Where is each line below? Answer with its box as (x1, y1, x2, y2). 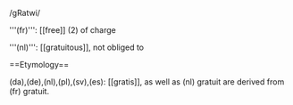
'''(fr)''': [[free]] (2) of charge (9, 25, 116, 35)
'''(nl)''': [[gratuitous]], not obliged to (9, 42, 145, 52)
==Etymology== (9, 60, 70, 69)
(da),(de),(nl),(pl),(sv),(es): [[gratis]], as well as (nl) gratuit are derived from (9, 77, 285, 87)
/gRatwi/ (9, 8, 41, 18)
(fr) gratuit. (9, 86, 50, 96)
